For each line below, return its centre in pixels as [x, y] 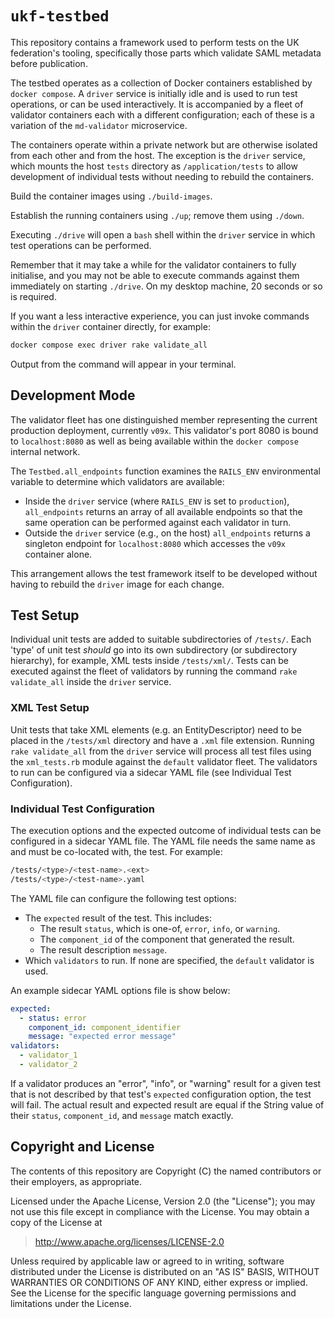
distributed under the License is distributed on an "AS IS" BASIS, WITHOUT [165, 1271]
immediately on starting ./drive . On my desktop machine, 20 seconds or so [166, 286]
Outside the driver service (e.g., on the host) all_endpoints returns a [167, 533]
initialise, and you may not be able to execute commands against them [155, 275]
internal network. [45, 451]
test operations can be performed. [81, 245]
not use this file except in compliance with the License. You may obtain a [160, 1211]
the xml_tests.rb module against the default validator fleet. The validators [164, 761]
